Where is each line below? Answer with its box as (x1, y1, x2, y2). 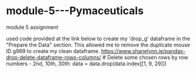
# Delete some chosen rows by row (102, 54, 188, 61)
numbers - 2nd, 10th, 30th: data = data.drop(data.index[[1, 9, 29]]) (6, 60, 167, 67)
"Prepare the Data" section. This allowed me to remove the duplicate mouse (6, 41, 190, 48)
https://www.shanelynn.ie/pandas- (101, 47, 185, 54)
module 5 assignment (6, 24, 59, 31)
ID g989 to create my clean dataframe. (6, 47, 100, 54)
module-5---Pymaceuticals (6, 4, 144, 18)
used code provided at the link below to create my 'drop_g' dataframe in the (6, 35, 190, 42)
